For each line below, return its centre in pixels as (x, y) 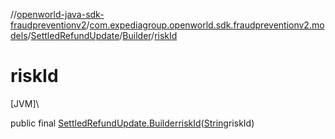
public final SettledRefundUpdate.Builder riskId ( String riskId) (132, 123)
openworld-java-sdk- (60, 14)
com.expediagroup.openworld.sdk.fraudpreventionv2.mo (207, 25)
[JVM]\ (25, 103)
